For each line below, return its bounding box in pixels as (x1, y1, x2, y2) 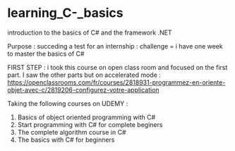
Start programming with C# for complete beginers (17, 120, 163, 128)
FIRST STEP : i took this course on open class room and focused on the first (7, 63, 228, 71)
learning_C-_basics (7, 5, 123, 21)
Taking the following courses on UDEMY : (7, 99, 128, 107)
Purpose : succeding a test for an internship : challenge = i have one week (7, 42, 224, 50)
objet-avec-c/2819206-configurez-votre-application (7, 85, 160, 94)
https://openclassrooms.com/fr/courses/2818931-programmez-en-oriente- (7, 78, 226, 86)
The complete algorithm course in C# (17, 128, 126, 136)
